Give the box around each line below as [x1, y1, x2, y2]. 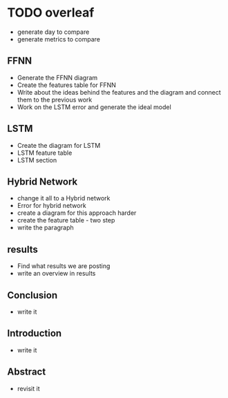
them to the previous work [17, 95, 93, 104]
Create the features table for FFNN [17, 81, 116, 89]
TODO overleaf [7, 5, 95, 21]
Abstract [7, 366, 46, 378]
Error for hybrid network [17, 202, 86, 210]
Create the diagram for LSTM [17, 141, 101, 149]
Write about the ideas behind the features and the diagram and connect [17, 88, 221, 96]
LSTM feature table [17, 149, 73, 157]
